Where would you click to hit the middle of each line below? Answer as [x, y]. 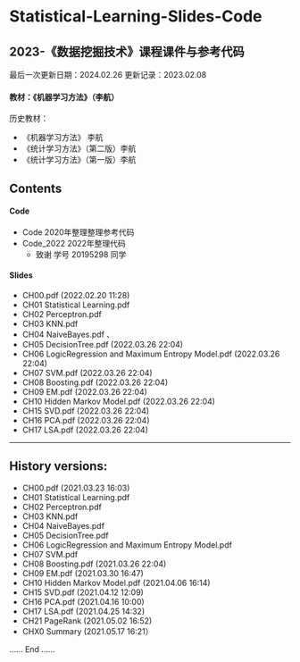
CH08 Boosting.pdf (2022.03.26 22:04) [95, 382]
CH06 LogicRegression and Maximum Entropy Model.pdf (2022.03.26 [151, 354]
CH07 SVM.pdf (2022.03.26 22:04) [87, 373]
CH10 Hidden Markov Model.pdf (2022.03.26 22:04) [119, 401]
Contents [36, 188]
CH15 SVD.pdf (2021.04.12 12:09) [83, 592]
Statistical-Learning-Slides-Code [136, 17]
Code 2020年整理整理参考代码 [78, 232]
